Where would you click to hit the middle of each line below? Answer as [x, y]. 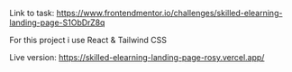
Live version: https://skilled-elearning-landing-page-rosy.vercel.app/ [137, 57]
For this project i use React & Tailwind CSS [88, 40]
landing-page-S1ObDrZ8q [57, 22]
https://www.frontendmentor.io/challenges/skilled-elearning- [169, 13]
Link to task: [32, 13]
